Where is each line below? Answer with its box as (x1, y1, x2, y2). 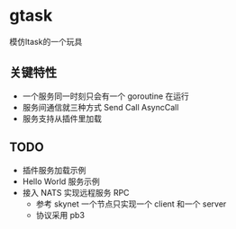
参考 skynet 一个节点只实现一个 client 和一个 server (35, 198, 227, 209)
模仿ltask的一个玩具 (9, 36, 83, 47)
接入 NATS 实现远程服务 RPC (22, 187, 130, 198)
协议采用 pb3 (35, 209, 86, 220)
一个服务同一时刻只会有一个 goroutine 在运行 (22, 91, 189, 101)
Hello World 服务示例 (22, 176, 101, 187)
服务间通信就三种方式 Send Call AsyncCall (22, 101, 179, 112)
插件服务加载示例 (22, 164, 86, 175)
